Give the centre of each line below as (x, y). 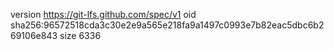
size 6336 (80, 35)
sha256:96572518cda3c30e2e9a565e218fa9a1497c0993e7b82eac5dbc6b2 (167, 25)
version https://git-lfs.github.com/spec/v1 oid (103, 14)
